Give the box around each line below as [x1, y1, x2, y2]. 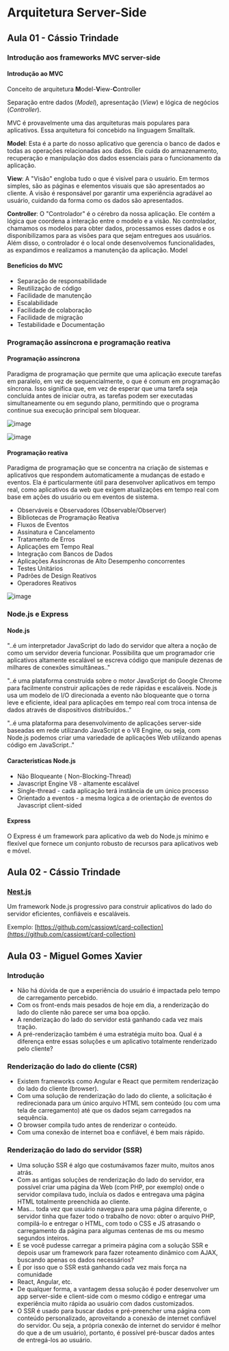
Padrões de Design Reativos [16, 572, 97, 580]
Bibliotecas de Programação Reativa [16, 513, 120, 522]
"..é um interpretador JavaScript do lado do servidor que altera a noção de [7, 642, 217, 650]
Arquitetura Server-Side [7, 5, 147, 21]
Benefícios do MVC [7, 262, 63, 270]
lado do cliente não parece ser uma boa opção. [16, 1008, 150, 1017]
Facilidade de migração [16, 313, 83, 321]
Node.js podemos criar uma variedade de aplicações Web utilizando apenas [7, 733, 222, 742]
